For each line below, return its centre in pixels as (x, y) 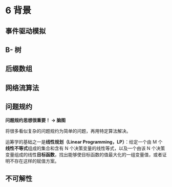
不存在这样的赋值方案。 (34, 161)
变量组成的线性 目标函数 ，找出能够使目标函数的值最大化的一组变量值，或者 (84, 154)
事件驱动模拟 (26, 31)
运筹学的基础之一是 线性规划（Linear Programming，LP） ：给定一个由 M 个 (84, 142)
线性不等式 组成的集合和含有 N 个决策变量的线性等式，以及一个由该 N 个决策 (85, 148)
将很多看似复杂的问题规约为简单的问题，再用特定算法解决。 (68, 131)
